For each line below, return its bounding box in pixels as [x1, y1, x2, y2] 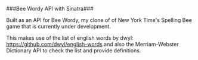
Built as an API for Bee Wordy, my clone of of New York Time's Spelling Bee [6, 17, 192, 23]
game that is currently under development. [6, 23, 112, 30]
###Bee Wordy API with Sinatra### [6, 5, 94, 12]
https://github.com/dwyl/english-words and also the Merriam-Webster [6, 41, 179, 48]
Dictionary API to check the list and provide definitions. [6, 47, 141, 54]
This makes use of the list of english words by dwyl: [6, 34, 134, 41]
